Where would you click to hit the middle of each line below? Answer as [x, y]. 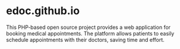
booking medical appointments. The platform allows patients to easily [90, 33]
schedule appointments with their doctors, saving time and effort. [85, 40]
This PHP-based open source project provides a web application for [88, 27]
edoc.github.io [43, 11]
